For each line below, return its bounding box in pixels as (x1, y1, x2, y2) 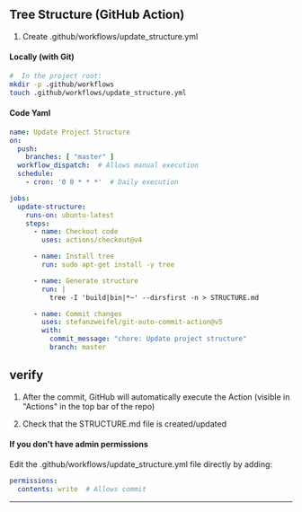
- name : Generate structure (32, 276, 139, 286)
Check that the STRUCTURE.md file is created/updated (22, 418, 227, 429)
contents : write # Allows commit (17, 484, 147, 493)
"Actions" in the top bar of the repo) (22, 401, 155, 411)
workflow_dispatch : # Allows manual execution (17, 161, 200, 170)
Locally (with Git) (9, 51, 75, 62)
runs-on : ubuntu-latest (25, 210, 115, 219)
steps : (25, 219, 50, 228)
